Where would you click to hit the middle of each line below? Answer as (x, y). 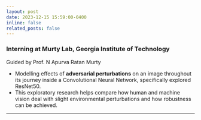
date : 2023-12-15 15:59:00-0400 (46, 17)
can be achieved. (36, 105)
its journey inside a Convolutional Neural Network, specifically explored (103, 80)
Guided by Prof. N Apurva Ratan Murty (54, 62)
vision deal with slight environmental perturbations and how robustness (103, 99)
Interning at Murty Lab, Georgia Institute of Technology (88, 49)
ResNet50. (28, 86)
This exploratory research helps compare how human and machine (98, 92)
